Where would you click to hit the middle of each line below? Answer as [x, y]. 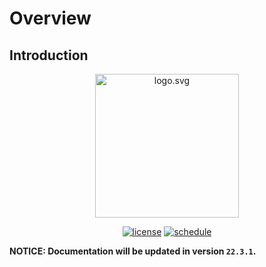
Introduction [49, 55]
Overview [50, 18]
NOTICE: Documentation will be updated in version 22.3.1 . [133, 251]
